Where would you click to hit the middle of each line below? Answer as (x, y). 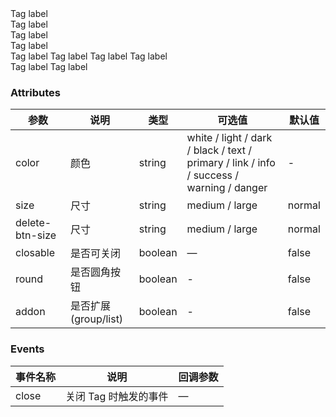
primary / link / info (231, 163)
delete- (33, 223)
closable (35, 253)
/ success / (213, 175)
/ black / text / (219, 150)
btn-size (36, 235)
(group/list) (97, 319)
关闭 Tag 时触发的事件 (117, 396)
